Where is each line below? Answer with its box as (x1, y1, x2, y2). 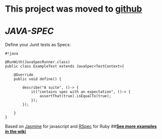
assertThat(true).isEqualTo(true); (39, 94, 111, 99)
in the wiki (5, 129, 26, 135)
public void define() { (14, 77, 62, 82)
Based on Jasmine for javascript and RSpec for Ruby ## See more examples (5, 123, 157, 129)
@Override (14, 72, 34, 77)
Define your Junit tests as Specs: (5, 42, 71, 48)
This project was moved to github (5, 3, 142, 15)
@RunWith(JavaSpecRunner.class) (5, 60, 70, 65)
